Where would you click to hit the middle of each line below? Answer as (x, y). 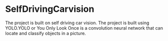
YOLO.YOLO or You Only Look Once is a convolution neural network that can (84, 28)
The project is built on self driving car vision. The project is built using (77, 23)
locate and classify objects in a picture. (46, 33)
